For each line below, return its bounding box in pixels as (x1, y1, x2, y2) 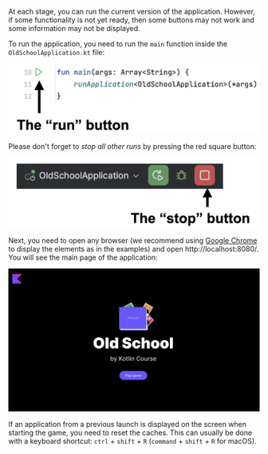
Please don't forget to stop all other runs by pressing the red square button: (8, 141, 257, 151)
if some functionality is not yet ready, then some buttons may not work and (8, 15, 255, 25)
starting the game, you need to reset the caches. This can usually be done (8, 428, 253, 437)
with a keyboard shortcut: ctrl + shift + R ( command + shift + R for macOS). (8, 436, 257, 446)
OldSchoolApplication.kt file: (8, 48, 105, 57)
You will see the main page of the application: (8, 252, 158, 262)
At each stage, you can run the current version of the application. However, (8, 7, 255, 16)
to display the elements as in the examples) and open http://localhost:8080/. (8, 244, 259, 253)
